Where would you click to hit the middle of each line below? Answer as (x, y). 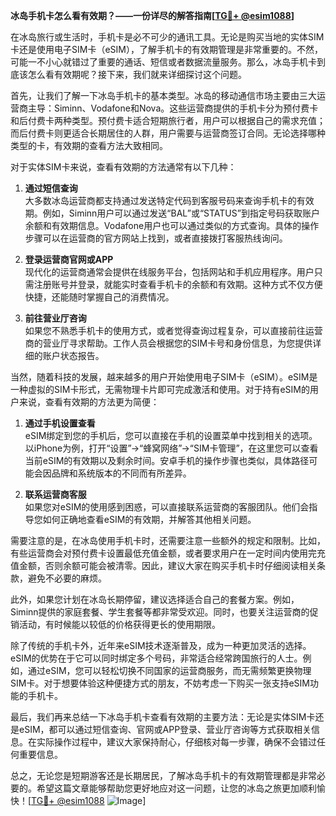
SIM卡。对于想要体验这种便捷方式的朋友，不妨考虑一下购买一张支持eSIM (160, 683)
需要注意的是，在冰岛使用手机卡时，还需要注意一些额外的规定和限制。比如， (168, 540)
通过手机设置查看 (60, 423)
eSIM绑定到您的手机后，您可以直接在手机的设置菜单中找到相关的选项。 (171, 435)
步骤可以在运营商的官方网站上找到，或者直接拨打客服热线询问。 (156, 238)
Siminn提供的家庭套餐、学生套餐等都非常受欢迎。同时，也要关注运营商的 (160, 612)
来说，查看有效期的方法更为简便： (89, 402)
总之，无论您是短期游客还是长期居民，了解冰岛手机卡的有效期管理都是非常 (163, 775)
